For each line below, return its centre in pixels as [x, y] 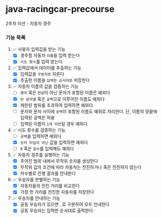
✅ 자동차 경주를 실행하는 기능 [41, 155]
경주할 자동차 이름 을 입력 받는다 [50, 55]
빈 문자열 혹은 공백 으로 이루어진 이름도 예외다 [62, 99]
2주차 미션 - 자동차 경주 [28, 23]
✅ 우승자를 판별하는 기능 [37, 180]
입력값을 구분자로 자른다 [42, 74]
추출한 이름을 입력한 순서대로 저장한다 [55, 80]
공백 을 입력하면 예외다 [41, 136]
